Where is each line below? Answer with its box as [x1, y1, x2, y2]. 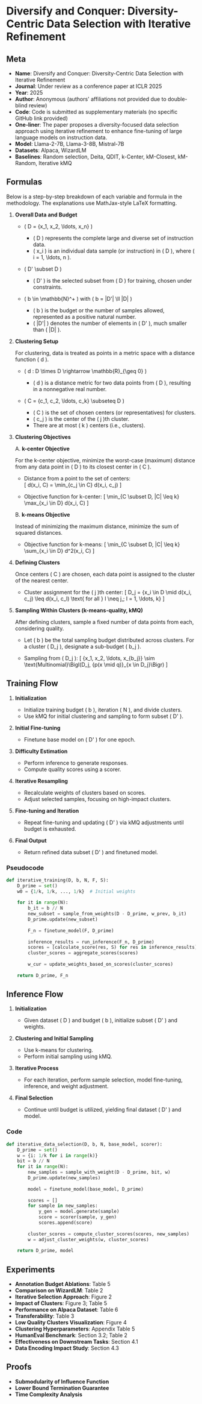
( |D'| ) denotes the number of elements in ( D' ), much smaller [32, 320, 188, 327]
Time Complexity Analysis [14, 1391, 82, 1398]
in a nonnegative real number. [32, 385, 107, 392]
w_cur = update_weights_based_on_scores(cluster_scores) [28, 962, 173, 968]
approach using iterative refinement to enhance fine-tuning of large [14, 128, 182, 134]
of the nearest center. [14, 577, 69, 584]
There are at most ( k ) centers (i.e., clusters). [32, 421, 145, 429]
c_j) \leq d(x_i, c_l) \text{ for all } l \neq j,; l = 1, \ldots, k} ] [23, 595, 165, 602]
